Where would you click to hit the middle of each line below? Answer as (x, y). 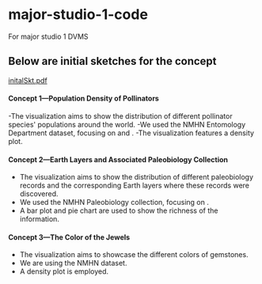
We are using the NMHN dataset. (73, 263)
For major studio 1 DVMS (48, 36)
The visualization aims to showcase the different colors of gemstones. (134, 255)
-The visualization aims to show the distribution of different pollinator (120, 115)
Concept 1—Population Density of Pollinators (84, 98)
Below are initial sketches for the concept (112, 61)
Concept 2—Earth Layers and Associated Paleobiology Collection (118, 159)
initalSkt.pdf (28, 80)
